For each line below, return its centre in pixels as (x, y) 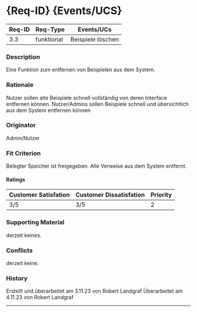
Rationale (20, 85)
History (17, 278)
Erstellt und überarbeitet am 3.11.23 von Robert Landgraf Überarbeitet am (94, 291)
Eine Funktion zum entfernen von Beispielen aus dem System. (81, 70)
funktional (49, 39)
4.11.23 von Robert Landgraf (40, 297)
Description (23, 57)
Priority (161, 195)
